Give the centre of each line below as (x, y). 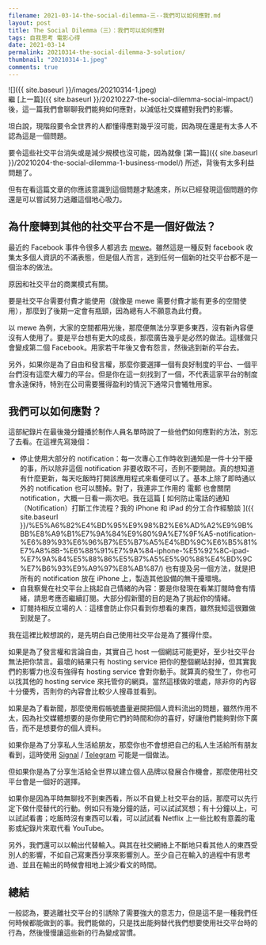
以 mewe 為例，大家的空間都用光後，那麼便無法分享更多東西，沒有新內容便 (131, 327)
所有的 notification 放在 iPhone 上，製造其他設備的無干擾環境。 (122, 579)
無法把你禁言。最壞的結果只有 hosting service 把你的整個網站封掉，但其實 (129, 662)
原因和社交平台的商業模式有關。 (60, 284)
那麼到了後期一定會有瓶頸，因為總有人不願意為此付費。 (115, 311)
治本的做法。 (36, 267)
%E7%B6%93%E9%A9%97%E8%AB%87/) (91, 568)
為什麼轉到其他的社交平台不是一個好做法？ (112, 227)
